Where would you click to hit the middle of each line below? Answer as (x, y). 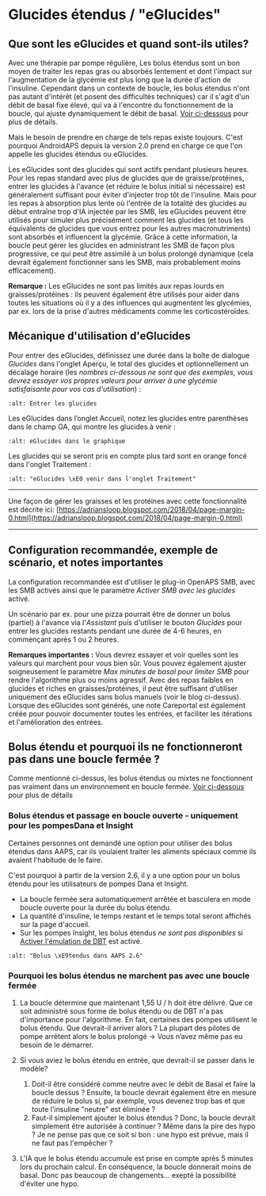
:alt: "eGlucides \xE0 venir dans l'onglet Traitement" (102, 479)
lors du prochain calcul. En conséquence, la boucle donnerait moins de (135, 1167)
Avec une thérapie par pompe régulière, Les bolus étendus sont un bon (124, 63)
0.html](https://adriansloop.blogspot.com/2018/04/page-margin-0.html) (125, 518)
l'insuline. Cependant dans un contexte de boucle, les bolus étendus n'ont (129, 88)
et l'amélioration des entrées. (56, 722)
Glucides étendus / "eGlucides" (115, 15)
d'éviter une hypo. (49, 1184)
